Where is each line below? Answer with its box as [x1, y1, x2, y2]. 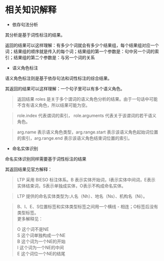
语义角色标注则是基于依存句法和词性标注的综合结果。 [5, 75, 112, 81]
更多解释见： [17, 216, 43, 221]
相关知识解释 [5, 4, 57, 16]
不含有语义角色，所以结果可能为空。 [17, 102, 90, 108]
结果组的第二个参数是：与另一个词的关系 [13, 54, 95, 60]
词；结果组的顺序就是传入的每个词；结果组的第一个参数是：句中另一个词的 [5, 48, 155, 54]
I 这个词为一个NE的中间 [17, 244, 64, 250]
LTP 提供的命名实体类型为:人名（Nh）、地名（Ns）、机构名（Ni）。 [17, 193, 148, 199]
